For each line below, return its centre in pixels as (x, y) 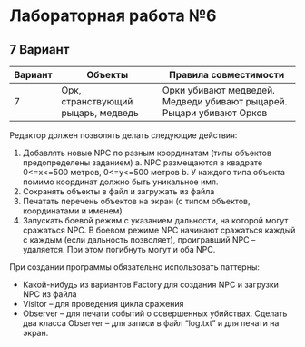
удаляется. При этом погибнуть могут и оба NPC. (119, 249)
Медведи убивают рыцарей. (225, 101)
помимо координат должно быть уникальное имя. (120, 182)
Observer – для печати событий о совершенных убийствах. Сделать (155, 313)
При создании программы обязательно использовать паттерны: (135, 267)
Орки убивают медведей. (218, 90)
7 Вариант (39, 50)
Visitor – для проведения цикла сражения (103, 304)
